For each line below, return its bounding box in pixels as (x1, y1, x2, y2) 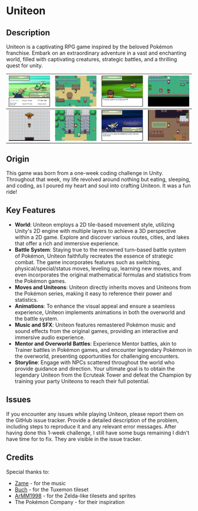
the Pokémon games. (14, 277, 67, 284)
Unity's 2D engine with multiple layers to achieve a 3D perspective (14, 227, 176, 234)
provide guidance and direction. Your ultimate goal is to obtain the (14, 365, 175, 372)
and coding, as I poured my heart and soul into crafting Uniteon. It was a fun (6, 182, 192, 189)
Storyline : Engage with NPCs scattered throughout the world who (14, 358, 175, 366)
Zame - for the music (14, 479, 66, 487)
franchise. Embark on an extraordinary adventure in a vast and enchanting (6, 50, 187, 57)
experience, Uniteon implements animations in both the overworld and (14, 308, 186, 316)
